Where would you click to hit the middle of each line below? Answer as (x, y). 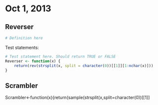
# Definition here (24, 38)
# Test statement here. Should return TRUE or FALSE (60, 56)
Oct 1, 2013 (28, 9)
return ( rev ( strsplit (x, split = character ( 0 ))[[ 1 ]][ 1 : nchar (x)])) (84, 66)
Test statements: (22, 47)
